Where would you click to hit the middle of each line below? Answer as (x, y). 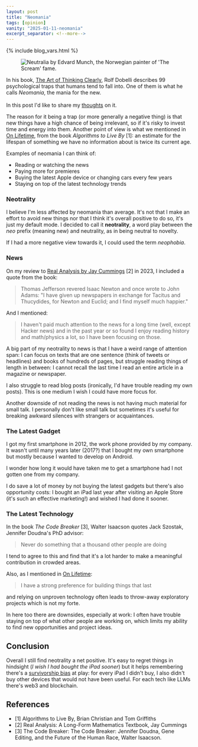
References (28, 704)
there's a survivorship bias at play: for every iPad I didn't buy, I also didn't (95, 673)
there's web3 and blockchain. (42, 686)
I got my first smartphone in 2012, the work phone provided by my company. (99, 444)
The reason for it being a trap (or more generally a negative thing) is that (94, 117)
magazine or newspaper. (36, 373)
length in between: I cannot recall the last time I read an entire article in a (95, 367)
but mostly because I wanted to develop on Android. (70, 457)
